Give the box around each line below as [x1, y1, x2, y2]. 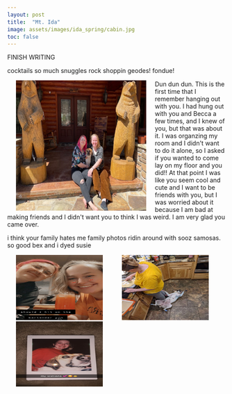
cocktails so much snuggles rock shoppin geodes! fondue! [7, 67, 175, 75]
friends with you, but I [155, 191, 217, 199]
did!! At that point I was [155, 169, 221, 177]
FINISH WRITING [7, 53, 56, 62]
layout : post [7, 11, 45, 18]
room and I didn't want [155, 139, 220, 147]
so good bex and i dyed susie [7, 241, 92, 249]
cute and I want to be [155, 183, 215, 192]
